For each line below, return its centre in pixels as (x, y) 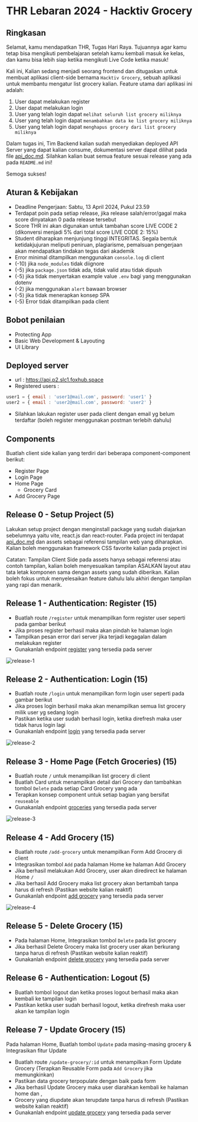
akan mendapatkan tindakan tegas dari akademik (74, 251)
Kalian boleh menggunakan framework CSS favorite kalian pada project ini (97, 548)
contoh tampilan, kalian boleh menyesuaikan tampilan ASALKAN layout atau (98, 565)
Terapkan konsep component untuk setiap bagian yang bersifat (92, 795)
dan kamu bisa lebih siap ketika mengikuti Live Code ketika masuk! (87, 60)
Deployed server (38, 366)
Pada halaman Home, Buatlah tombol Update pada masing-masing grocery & (99, 1044)
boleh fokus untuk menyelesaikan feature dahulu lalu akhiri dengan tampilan (99, 578)
